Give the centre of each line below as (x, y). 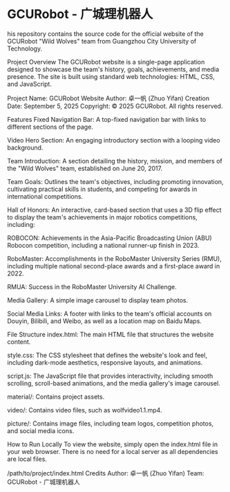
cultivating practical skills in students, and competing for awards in (102, 189)
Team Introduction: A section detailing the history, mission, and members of (115, 161)
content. (19, 341)
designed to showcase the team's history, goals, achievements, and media (113, 69)
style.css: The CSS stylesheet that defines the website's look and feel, (107, 355)
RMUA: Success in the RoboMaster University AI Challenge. (92, 286)
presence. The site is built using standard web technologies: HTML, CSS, (111, 76)
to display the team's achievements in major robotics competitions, (103, 217)
